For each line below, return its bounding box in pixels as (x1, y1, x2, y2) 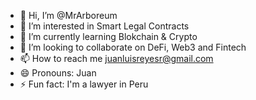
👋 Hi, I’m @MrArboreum (19, 10, 118, 21)
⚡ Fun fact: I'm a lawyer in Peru (19, 78, 149, 90)
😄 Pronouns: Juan (19, 67, 97, 79)
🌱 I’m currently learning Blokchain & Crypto (19, 31, 198, 42)
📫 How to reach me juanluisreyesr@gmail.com (19, 53, 214, 64)
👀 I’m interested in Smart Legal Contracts (19, 20, 190, 32)
